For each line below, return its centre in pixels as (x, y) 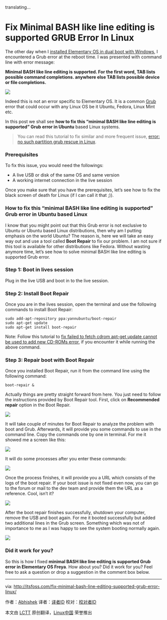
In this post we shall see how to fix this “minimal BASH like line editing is (81, 121)
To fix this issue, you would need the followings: (54, 166)
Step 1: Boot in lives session (39, 269)
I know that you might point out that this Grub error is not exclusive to (76, 225)
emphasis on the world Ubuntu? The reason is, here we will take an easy (79, 236)
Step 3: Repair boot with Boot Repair (50, 360)
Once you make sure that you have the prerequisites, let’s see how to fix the (83, 190)
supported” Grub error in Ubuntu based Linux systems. (63, 127)
